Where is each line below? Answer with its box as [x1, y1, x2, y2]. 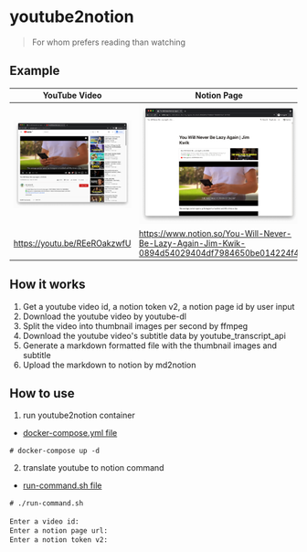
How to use [9, 386, 75, 401]
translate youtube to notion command [22, 462, 164, 473]
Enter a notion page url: [9, 526, 108, 536]
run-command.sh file [22, 480, 102, 491]
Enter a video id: [9, 517, 79, 526]
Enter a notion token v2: [9, 536, 108, 545]
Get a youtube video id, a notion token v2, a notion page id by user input [22, 301, 295, 312]
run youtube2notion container [22, 409, 135, 421]
